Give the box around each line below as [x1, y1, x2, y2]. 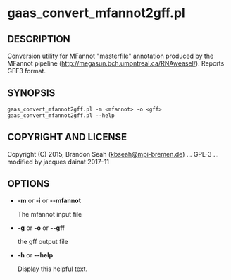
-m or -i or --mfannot [17, 196, 82, 205]
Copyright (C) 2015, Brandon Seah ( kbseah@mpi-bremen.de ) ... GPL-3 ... [7, 150, 220, 158]
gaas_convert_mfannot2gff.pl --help [7, 111, 115, 119]
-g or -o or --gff [17, 224, 65, 232]
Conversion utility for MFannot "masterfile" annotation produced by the [7, 51, 214, 60]
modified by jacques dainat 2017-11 [7, 157, 109, 166]
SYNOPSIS [7, 87, 56, 99]
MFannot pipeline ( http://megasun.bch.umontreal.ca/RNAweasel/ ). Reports [7, 59, 225, 68]
